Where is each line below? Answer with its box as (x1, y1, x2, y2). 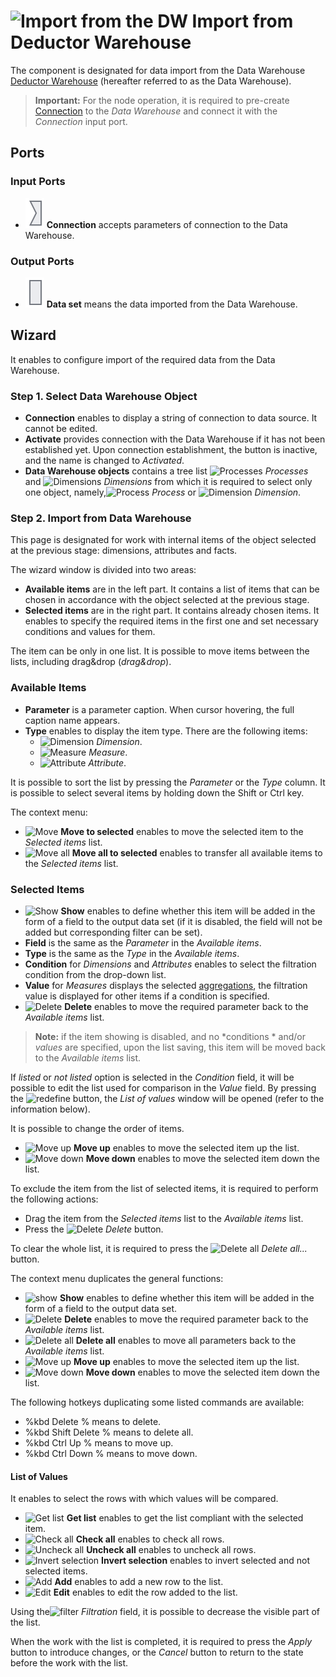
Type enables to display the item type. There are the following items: (24, 725, 308, 737)
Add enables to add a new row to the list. (54, 1576, 224, 1588)
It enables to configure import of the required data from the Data (10, 353, 276, 365)
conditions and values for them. (24, 626, 156, 638)
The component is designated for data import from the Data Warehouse (10, 64, 306, 76)
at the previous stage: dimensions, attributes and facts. (10, 545, 238, 557)
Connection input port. (34, 115, 128, 127)
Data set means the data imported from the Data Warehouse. (46, 298, 298, 310)
